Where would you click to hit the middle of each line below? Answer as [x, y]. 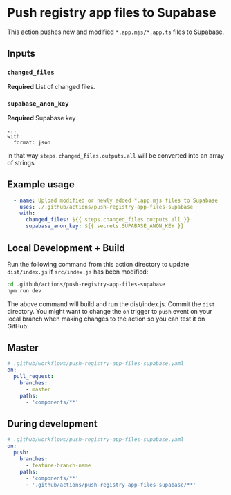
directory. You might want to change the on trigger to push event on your [110, 311]
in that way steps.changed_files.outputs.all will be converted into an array [116, 155]
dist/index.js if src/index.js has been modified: [78, 272]
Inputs [21, 54]
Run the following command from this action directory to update [98, 264]
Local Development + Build [66, 248]
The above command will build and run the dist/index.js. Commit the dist [111, 304]
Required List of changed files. [51, 86]
